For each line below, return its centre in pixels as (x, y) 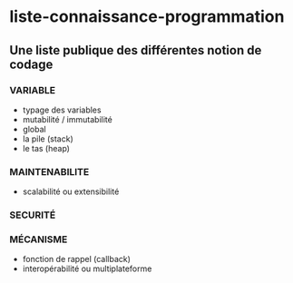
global (34, 129)
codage (31, 64)
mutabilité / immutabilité (68, 119)
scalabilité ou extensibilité (71, 191)
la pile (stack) (48, 139)
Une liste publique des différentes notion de (136, 50)
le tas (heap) (46, 148)
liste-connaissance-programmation (147, 17)
